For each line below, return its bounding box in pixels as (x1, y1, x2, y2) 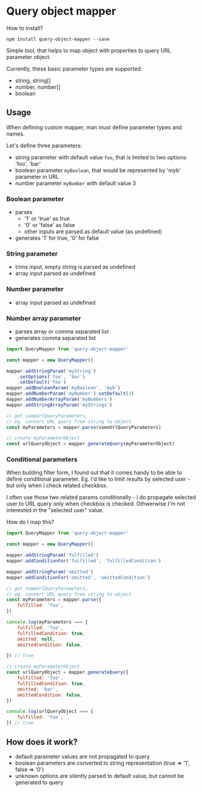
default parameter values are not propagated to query (15, 752, 150, 760)
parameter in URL (15, 173, 59, 180)
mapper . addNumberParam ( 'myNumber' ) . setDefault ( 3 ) (6, 391, 135, 397)
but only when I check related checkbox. (6, 482, 108, 489)
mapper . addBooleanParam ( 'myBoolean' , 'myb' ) (6, 385, 121, 391)
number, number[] (15, 83, 61, 91)
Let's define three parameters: (6, 142, 82, 149)
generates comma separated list (15, 334, 96, 341)
